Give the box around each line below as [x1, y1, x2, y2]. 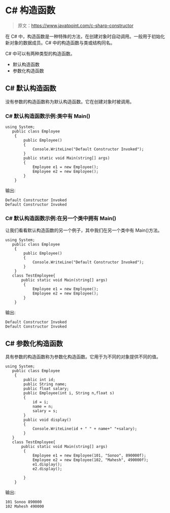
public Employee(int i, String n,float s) [23, 391, 115, 396]
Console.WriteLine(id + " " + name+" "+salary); [32, 426, 138, 431]
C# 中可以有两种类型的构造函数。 [5, 50, 75, 57]
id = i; [32, 399, 49, 405]
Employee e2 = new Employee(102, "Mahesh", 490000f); [32, 457, 149, 463]
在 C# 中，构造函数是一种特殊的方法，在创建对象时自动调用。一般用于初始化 [5, 33, 165, 39]
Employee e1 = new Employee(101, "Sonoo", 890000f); [32, 453, 146, 458]
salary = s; [32, 409, 58, 414]
